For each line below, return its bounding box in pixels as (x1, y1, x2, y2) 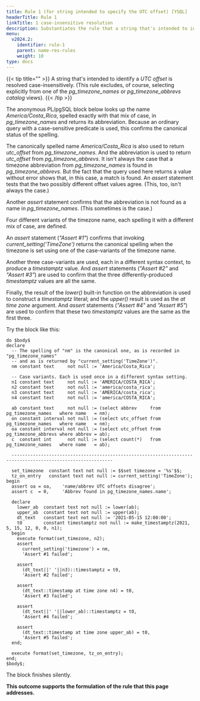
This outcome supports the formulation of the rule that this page (6, 683, 169, 690)
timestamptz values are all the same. (6, 277, 96, 284)
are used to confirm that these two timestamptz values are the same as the (6, 308, 190, 315)
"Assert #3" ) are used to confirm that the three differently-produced (6, 271, 173, 278)
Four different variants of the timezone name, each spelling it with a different (6, 216, 194, 224)
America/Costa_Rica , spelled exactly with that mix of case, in (6, 111, 157, 119)
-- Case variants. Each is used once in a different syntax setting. (11, 374, 187, 380)
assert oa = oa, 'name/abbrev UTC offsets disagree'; (11, 483, 156, 489)
